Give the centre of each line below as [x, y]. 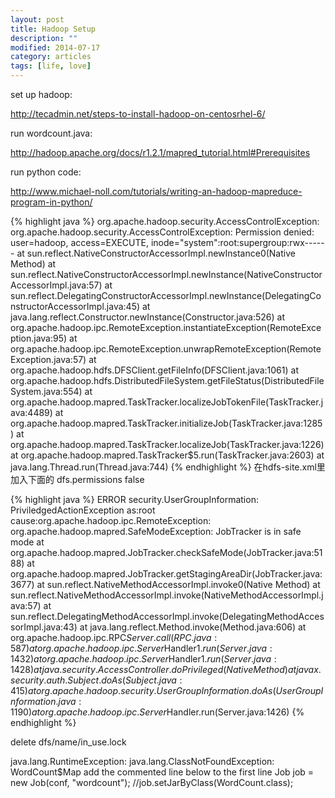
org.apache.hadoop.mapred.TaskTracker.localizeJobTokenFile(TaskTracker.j [167, 402]
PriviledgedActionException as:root [83, 510]
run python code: [46, 172]
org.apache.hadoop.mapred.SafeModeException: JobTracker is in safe [156, 531]
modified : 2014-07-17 [55, 47]
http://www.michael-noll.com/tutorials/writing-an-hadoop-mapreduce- [156, 191]
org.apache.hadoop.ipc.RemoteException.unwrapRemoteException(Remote [166, 349]
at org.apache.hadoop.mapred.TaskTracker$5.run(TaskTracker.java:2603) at [167, 455]
